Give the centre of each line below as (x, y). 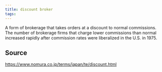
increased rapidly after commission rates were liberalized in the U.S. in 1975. (81, 38)
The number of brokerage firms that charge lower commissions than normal (81, 33)
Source (16, 53)
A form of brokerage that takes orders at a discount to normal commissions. (81, 27)
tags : (10, 14)
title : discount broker (29, 9)
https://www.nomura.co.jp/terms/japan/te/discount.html (61, 64)
